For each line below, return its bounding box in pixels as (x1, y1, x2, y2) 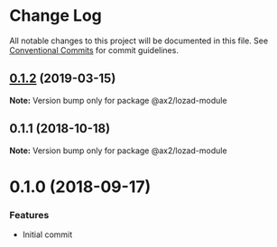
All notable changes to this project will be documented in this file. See (9, 35, 269, 46)
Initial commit (22, 229, 73, 240)
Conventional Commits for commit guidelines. (9, 44, 179, 55)
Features (9, 208, 50, 221)
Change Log (9, 5, 102, 26)
